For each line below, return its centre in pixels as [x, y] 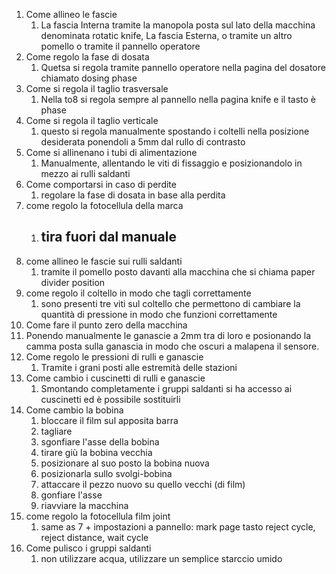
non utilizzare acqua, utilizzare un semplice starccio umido [161, 558]
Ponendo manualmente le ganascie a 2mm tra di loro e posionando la [168, 335]
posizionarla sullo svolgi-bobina [106, 473]
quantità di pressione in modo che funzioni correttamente [159, 314]
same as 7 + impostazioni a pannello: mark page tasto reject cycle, [178, 526]
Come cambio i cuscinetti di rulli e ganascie [115, 378]
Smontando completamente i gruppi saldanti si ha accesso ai [166, 388]
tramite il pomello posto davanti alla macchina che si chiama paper [178, 271]
